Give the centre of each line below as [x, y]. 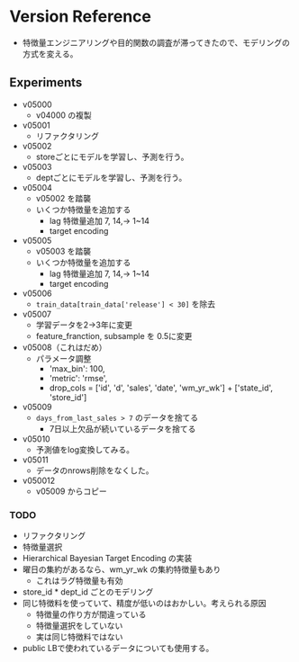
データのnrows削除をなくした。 [95, 470]
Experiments [46, 83]
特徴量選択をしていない [79, 626]
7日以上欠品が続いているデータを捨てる [122, 428]
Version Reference [80, 17]
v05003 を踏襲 [63, 251]
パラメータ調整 [63, 358]
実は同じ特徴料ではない [79, 637]
